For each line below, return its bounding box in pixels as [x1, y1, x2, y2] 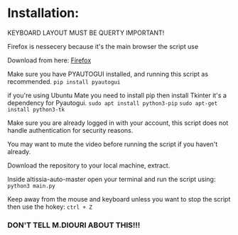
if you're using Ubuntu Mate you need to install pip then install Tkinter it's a [7, 91, 227, 99]
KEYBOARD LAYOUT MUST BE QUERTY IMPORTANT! [7, 28, 165, 37]
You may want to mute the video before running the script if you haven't [7, 140, 218, 148]
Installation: [7, 5, 80, 21]
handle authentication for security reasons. [7, 126, 134, 134]
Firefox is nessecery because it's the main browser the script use [7, 42, 199, 50]
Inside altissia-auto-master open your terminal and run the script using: [7, 175, 216, 183]
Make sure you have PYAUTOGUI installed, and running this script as [7, 70, 208, 78]
